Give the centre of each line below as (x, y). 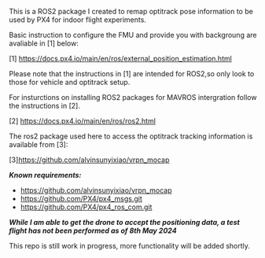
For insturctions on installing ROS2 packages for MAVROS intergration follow (133, 97)
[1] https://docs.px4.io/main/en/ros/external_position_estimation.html (121, 59)
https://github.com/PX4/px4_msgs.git (81, 199)
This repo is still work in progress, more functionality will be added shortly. (130, 246)
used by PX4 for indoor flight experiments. (77, 20)
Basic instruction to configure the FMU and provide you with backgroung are (133, 35)
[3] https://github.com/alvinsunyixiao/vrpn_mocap (89, 160)
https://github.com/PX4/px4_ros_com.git (86, 207)
